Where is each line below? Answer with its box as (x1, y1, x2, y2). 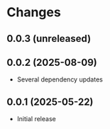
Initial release (16, 115, 56, 123)
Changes (6, 4, 61, 21)
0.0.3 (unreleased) (6, 33, 92, 45)
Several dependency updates (16, 75, 104, 84)
